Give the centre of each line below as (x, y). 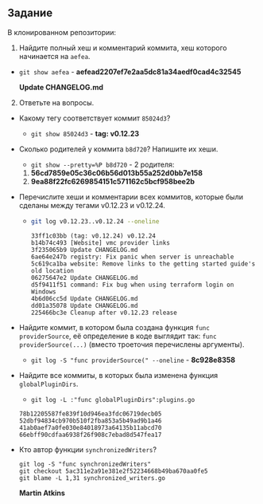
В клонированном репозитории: (62, 32)
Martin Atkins (42, 493)
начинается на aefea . (54, 56)
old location (52, 270)
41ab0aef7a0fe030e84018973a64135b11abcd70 (90, 427)
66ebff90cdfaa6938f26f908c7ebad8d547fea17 (90, 435)
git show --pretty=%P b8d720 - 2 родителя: (102, 164)
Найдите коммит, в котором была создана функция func (114, 327)
